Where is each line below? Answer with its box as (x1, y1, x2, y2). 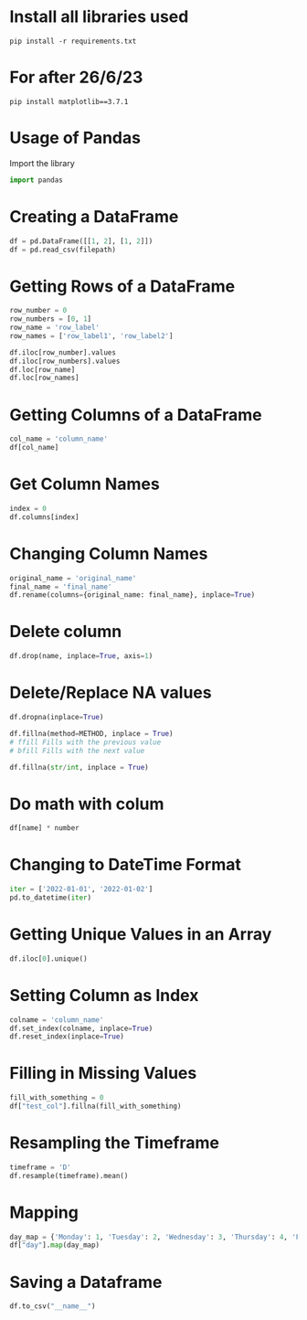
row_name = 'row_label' (9, 323, 101, 333)
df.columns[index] (9, 512, 79, 522)
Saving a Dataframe (9, 1272, 163, 1293)
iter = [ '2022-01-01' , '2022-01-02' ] (9, 885, 153, 894)
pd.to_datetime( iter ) (9, 893, 92, 902)
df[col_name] (9, 443, 59, 452)
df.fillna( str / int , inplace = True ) (9, 762, 149, 772)
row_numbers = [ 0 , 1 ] (9, 314, 92, 324)
